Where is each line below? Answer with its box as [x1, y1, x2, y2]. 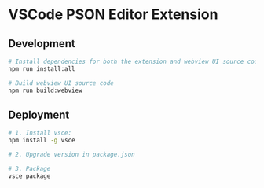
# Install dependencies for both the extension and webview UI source [8, 57, 244, 65]
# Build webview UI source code [8, 79, 114, 87]
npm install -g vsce [8, 136, 76, 145]
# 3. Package [8, 164, 51, 172]
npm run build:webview [8, 87, 82, 94]
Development [8, 37, 76, 50]
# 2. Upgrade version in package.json [8, 151, 135, 159]
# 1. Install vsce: [8, 129, 72, 137]
